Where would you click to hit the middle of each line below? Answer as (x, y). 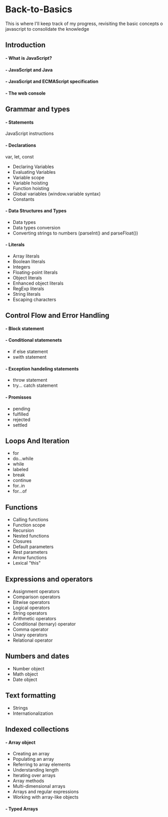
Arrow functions (30, 557)
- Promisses (18, 397)
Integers (21, 267)
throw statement (30, 380)
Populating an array (33, 759)
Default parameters (33, 547)
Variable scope (28, 177)
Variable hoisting (30, 183)
